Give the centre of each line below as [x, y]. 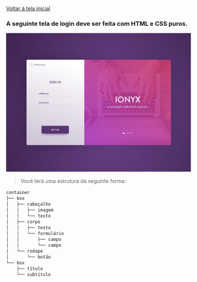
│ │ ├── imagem [30, 210]
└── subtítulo [34, 275]
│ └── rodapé [25, 252]
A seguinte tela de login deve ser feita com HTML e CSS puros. [97, 23]
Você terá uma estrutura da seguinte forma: [73, 181]
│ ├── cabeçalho [28, 205]
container [18, 193]
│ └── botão [28, 257]
